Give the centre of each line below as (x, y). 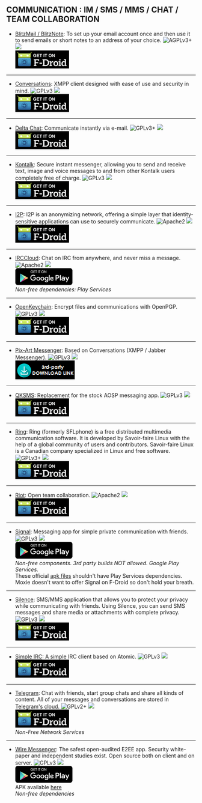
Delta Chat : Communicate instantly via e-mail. (72, 128)
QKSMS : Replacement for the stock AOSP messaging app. (87, 395)
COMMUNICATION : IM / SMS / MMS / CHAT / (92, 10)
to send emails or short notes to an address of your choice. (88, 40)
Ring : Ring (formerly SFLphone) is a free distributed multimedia (93, 431)
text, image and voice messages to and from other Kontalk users (95, 171)
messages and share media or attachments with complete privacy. (97, 612)
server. (24, 763)
